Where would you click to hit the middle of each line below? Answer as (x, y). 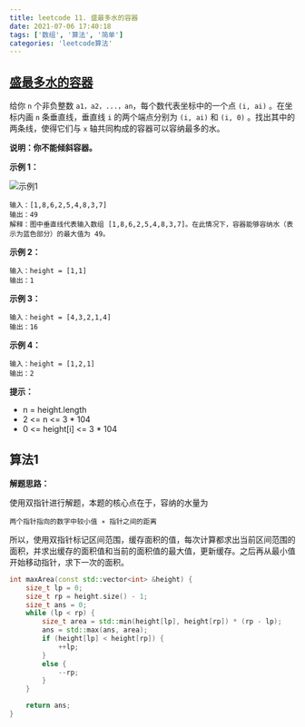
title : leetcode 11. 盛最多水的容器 (74, 18)
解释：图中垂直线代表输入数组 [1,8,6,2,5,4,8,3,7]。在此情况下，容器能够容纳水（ (148, 225)
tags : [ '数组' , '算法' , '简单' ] (67, 34)
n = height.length (54, 410)
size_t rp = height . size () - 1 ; (87, 596)
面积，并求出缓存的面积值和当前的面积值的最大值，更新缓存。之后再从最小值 (152, 551)
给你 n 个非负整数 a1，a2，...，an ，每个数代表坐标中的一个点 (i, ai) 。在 (148, 106)
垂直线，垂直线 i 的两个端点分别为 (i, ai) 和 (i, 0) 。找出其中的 (172, 117)
